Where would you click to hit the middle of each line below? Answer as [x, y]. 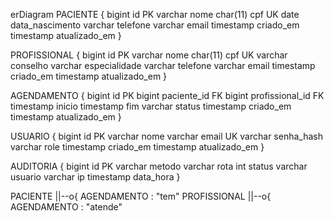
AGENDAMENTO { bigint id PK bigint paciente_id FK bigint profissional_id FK [167, 95]
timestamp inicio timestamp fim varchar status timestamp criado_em [151, 106]
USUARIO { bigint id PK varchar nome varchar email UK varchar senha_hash [166, 136]
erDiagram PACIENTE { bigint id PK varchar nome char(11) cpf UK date [155, 14]
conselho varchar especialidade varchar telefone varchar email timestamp [163, 65]
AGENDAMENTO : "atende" [66, 207]
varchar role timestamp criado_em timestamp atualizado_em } [137, 147]
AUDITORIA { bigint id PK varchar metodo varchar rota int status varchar [159, 166]
